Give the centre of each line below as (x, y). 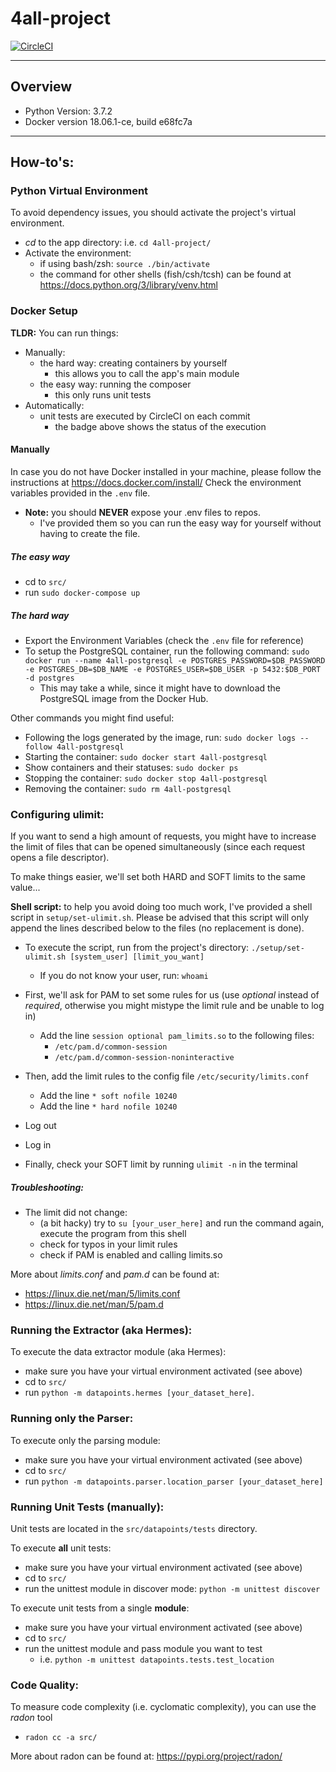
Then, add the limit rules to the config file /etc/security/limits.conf (167, 1076)
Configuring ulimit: (57, 814)
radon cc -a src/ (61, 1738)
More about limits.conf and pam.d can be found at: (115, 1274)
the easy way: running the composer (115, 384)
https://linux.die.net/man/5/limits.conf (102, 1294)
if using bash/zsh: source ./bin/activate (124, 264)
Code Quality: (44, 1685)
